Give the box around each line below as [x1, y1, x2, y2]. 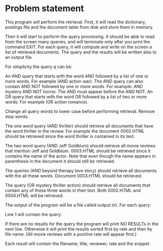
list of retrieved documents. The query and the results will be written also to [5, 49, 157, 55]
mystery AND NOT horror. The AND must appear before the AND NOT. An [5, 89, 153, 94]
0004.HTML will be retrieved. [5, 193, 64, 198]
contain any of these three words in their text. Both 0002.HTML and [5, 187, 141, 193]
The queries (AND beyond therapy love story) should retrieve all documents [5, 167, 157, 173]
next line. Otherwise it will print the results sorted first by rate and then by [5, 226, 152, 232]
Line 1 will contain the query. [5, 211, 62, 217]
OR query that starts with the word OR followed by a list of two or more [5, 93, 147, 100]
